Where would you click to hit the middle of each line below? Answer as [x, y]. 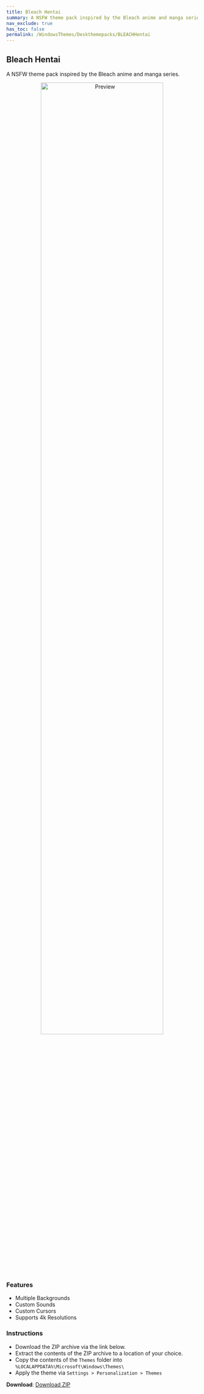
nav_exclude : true [29, 23]
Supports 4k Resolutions [46, 1318]
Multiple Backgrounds [42, 1298]
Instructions [25, 1334]
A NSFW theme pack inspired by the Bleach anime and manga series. [93, 74]
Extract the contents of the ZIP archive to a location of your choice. [99, 1353]
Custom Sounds [35, 1305]
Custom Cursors [36, 1311]
